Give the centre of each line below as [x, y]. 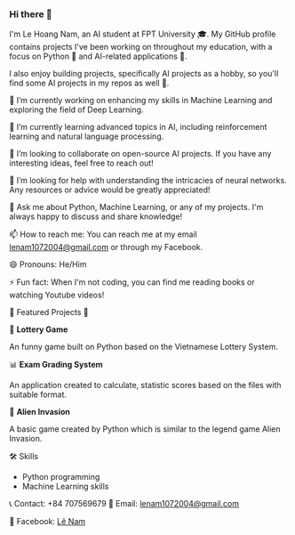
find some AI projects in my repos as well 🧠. [89, 83]
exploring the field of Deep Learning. [76, 109]
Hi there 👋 [31, 14]
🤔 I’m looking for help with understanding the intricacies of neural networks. [148, 181]
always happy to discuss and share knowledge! [96, 216]
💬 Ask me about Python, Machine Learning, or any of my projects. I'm [136, 207]
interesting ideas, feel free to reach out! [81, 163]
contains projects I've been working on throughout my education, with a [141, 47]
